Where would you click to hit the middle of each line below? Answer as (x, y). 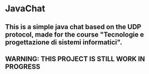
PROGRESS (23, 66)
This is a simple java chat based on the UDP (73, 27)
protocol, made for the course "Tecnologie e (74, 34)
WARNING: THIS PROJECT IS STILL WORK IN (75, 59)
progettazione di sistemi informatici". (64, 42)
